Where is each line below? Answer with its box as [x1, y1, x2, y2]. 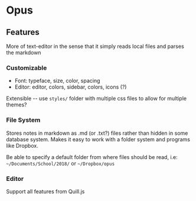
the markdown [6, 49, 41, 56]
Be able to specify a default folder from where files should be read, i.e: [6, 153, 178, 160]
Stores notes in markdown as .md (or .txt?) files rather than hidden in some [6, 129, 188, 137]
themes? [6, 101, 27, 108]
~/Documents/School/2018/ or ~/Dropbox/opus [6, 160, 115, 167]
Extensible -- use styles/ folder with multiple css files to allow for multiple [6, 95, 187, 102]
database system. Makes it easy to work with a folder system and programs [6, 135, 191, 142]
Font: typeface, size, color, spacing [14, 77, 100, 85]
